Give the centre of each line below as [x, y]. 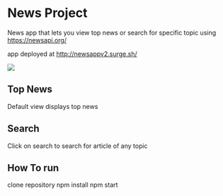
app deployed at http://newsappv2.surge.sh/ [72, 54]
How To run [33, 168]
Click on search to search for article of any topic [78, 146]
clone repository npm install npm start [63, 185]
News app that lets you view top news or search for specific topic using [112, 33]
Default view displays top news [53, 106]
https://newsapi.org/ [37, 40]
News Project [47, 13]
